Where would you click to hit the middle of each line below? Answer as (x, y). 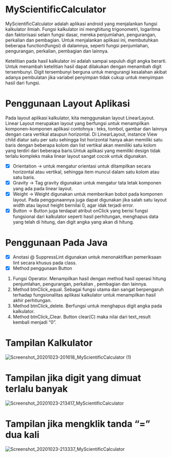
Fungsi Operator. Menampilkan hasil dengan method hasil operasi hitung (89, 279)
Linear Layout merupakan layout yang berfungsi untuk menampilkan (78, 123)
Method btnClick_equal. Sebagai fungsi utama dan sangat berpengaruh (88, 289)
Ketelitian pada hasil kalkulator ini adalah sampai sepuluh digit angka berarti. (86, 61)
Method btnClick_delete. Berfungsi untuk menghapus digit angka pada (87, 306)
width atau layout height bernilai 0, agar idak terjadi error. (73, 205)
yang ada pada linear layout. (43, 188)
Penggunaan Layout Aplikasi (68, 104)
